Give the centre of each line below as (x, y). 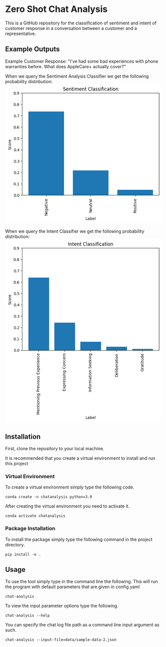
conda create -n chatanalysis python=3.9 (49, 497)
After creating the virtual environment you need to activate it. (68, 506)
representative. (21, 33)
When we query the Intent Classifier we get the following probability (75, 231)
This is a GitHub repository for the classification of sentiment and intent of (81, 23)
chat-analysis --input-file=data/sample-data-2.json (61, 640)
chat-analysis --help (28, 616)
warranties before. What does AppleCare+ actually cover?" (66, 66)
